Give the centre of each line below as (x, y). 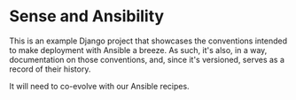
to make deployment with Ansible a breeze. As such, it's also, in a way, (138, 50)
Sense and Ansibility (87, 16)
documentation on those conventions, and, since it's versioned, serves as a (147, 59)
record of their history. (50, 69)
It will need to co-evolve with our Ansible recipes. (99, 86)
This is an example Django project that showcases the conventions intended (148, 41)
